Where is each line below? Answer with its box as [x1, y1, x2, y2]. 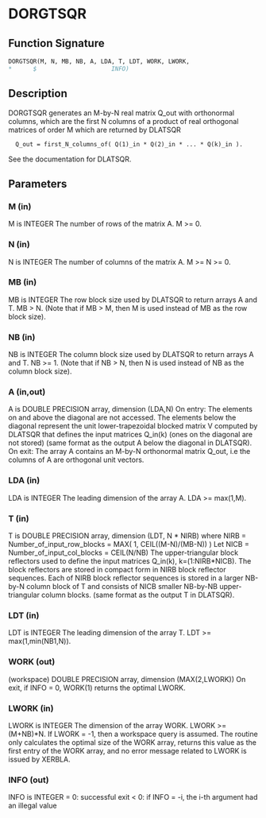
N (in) [8, 239, 30, 250]
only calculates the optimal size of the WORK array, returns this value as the [8, 737, 256, 747]
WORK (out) [8, 657, 56, 668]
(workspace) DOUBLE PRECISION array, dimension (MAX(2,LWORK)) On [8, 674, 246, 684]
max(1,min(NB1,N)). [8, 637, 71, 646]
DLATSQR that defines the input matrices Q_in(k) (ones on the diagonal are [8, 430, 253, 440]
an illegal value [8, 801, 57, 811]
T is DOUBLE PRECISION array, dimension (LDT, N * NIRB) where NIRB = [8, 531, 247, 541]
